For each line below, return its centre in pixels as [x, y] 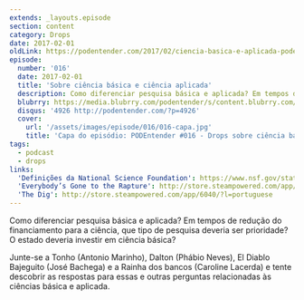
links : [22, 169]
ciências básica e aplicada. [60, 286]
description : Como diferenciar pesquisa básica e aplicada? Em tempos [153, 93]
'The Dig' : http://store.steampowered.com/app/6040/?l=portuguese [145, 195]
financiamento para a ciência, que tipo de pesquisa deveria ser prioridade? [149, 230]
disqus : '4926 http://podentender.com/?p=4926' [109, 111]
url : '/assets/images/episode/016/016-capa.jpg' [119, 128]
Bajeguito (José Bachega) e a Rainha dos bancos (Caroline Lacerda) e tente [151, 267]
